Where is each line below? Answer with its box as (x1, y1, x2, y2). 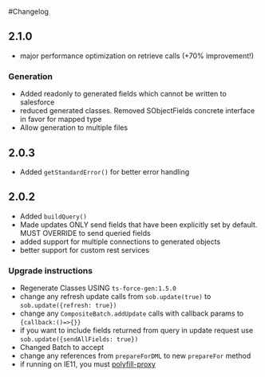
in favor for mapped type (19, 115, 102, 124)
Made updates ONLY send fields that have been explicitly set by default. (19, 219, 258, 230)
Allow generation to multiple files (19, 123, 129, 132)
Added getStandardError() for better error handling (19, 167, 190, 176)
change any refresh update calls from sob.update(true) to (19, 292, 212, 301)
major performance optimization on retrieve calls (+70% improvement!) (19, 51, 254, 61)
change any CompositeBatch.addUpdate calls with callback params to (19, 308, 244, 318)
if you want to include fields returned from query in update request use (19, 326, 254, 336)
